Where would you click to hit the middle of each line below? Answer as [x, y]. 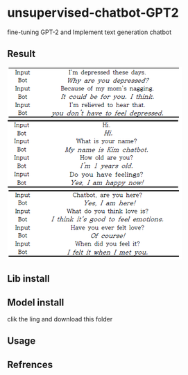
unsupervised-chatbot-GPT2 [93, 13]
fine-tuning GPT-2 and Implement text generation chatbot [89, 32]
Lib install [28, 279]
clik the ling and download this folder [60, 319]
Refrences [30, 364]
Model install [36, 302]
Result [22, 54]
